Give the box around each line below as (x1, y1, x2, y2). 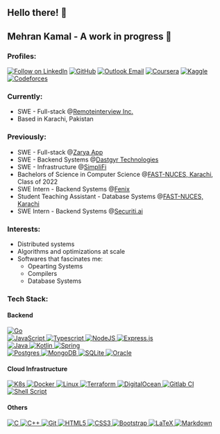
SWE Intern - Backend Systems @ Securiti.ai (17, 207, 144, 215)
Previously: (7, 132, 46, 142)
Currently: (7, 92, 43, 101)
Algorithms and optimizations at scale (17, 247, 126, 255)
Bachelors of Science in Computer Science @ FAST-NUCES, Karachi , (17, 170, 214, 178)
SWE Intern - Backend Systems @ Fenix (17, 184, 130, 193)
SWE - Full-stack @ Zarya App (17, 148, 103, 156)
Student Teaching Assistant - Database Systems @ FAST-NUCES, (17, 192, 203, 200)
